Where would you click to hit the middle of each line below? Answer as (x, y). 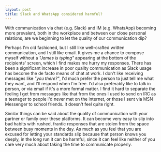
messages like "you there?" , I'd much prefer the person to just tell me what (79, 78)
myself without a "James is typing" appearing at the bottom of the (71, 58)
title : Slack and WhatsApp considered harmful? (54, 14)
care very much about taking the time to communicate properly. (68, 144)
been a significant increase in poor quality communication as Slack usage (78, 68)
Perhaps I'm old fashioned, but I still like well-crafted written (65, 47)
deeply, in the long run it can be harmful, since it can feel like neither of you (80, 139)
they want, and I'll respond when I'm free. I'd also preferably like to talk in (78, 83)
